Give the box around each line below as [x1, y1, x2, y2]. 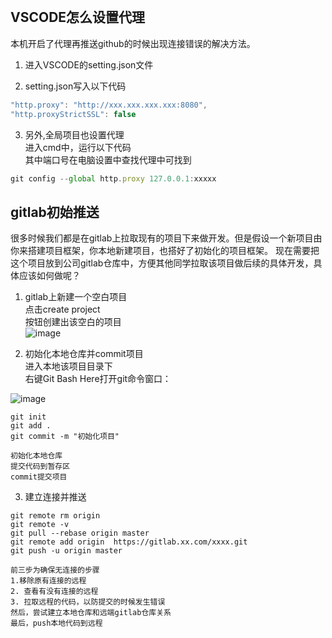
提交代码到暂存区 [10, 462, 71, 472]
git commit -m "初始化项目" [10, 432, 120, 442]
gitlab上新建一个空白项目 [24, 291, 128, 303]
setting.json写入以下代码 [24, 80, 127, 92]
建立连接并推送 [24, 491, 87, 503]
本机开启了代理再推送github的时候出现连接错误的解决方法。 [10, 37, 256, 49]
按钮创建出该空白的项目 [24, 316, 122, 328]
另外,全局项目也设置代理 [24, 128, 125, 141]
